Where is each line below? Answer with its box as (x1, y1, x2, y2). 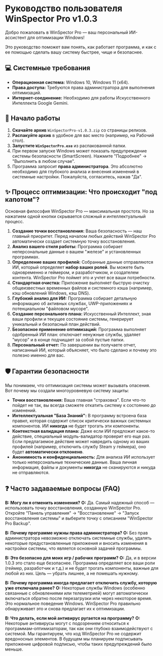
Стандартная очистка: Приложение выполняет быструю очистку (12, 280, 150, 286)
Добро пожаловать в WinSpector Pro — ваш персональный (5, 29, 128, 35)
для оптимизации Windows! (27, 35, 85, 40)
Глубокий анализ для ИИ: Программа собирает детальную (12, 295, 137, 301)
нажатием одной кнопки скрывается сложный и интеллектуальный (5, 213, 146, 219)
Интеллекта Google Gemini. (12, 100, 69, 106)
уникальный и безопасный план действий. (12, 321, 101, 327)
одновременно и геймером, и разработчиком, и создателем (12, 270, 139, 275)
